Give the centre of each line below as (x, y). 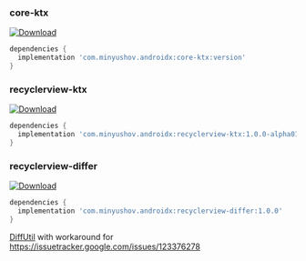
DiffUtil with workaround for (61, 236)
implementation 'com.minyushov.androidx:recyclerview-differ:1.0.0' (150, 211)
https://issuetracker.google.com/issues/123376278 (105, 246)
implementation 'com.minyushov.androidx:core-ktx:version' (132, 58)
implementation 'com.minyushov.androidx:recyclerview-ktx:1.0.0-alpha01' (160, 135)
